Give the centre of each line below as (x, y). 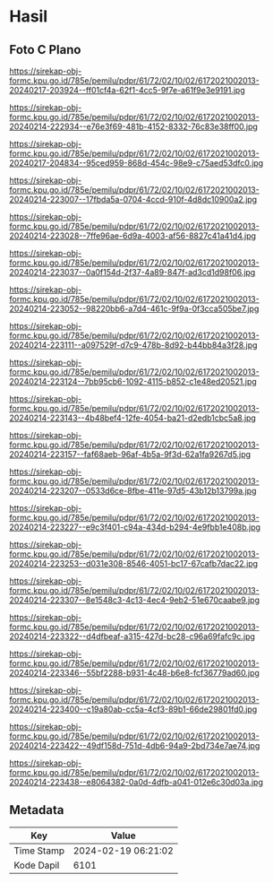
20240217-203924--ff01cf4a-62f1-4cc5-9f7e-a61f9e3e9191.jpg (128, 90)
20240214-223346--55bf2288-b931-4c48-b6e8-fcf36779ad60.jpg (134, 673)
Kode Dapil (37, 865)
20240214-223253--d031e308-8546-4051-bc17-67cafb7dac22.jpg (133, 563)
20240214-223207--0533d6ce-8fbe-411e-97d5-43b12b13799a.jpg (133, 491)
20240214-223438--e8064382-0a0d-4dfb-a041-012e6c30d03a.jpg (136, 782)
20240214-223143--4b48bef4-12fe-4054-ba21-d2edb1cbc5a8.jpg (133, 418)
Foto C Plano (45, 50)
